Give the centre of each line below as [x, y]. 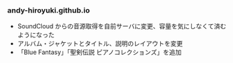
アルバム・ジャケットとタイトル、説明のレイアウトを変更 [100, 44]
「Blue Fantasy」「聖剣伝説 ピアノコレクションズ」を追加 [99, 52]
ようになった [36, 35]
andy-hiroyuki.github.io [49, 10]
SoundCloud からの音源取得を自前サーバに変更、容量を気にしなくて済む [122, 26]
